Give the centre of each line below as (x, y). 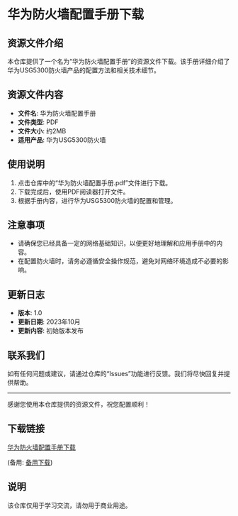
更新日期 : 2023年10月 (49, 322)
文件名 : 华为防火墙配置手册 (57, 113)
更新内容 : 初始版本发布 (50, 331)
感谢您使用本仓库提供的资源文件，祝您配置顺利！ (79, 405)
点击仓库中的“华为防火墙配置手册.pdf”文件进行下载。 (95, 182)
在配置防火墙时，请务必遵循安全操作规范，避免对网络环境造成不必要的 (120, 261)
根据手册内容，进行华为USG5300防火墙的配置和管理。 (97, 200)
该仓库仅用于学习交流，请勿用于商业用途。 (69, 505)
